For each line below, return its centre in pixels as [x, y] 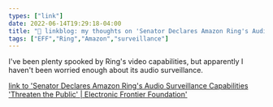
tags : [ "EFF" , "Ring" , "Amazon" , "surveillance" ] [89, 39]
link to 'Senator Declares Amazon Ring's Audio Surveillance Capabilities [128, 86]
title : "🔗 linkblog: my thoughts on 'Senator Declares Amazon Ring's [129, 31]
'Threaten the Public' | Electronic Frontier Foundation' [98, 95]
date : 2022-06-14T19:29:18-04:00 [65, 24]
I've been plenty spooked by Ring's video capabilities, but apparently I [126, 62]
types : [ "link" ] [36, 16]
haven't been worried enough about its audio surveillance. [106, 71]
